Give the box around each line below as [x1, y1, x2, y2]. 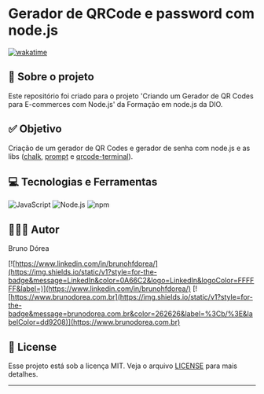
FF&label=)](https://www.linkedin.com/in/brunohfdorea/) [8, 284, 191, 293]
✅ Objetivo [8, 123, 62, 136]
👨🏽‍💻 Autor [8, 223, 60, 236]
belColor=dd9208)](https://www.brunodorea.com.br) [8, 318, 181, 327]
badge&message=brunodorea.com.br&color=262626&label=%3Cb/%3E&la [8, 309, 253, 319]
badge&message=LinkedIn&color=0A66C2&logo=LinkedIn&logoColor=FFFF [8, 276, 255, 285]
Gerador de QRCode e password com [8, 5, 255, 23]
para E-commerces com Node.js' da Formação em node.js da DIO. [8, 99, 223, 109]
